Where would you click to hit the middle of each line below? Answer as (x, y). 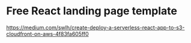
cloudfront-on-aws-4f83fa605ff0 (47, 33)
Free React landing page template (92, 11)
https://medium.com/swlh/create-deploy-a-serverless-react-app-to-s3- (95, 27)
